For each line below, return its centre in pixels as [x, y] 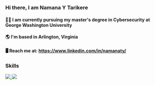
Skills [12, 66]
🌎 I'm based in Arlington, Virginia [42, 37]
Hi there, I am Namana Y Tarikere [47, 8]
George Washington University [39, 25]
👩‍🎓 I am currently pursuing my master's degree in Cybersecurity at [78, 20]
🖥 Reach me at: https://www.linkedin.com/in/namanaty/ [66, 51]
